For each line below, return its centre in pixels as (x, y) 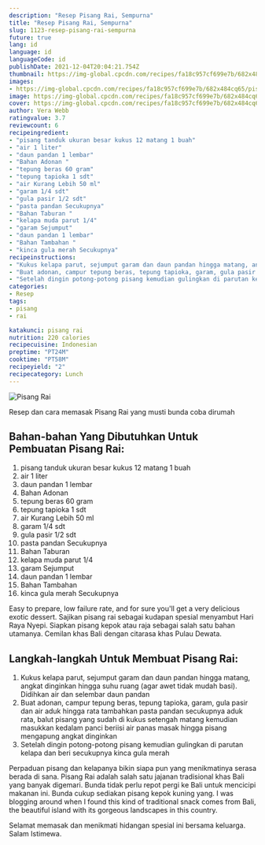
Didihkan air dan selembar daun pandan (85, 694)
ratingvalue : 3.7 (37, 118)
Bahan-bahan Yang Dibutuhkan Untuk (104, 437)
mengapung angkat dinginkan (68, 736)
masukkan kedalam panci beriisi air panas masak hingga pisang (123, 728)
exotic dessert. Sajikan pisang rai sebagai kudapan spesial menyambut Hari (131, 617)
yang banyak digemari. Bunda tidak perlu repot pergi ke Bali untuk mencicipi (132, 785)
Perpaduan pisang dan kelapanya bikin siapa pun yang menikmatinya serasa (133, 769)
